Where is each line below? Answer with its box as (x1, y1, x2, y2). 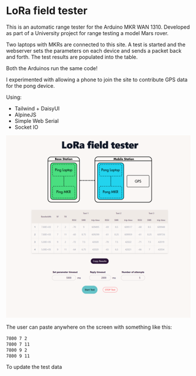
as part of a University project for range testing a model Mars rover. (6, 29, 169, 36)
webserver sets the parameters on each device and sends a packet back (6, 47, 182, 54)
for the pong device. (6, 82, 56, 89)
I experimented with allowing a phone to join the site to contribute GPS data (6, 76, 188, 83)
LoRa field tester (6, 4, 88, 18)
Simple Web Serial (14, 117, 59, 124)
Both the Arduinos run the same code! (6, 64, 98, 71)
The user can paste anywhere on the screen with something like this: (6, 323, 173, 331)
